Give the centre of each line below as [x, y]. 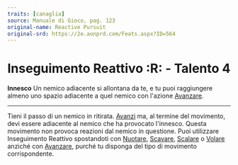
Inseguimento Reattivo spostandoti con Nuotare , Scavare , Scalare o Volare [116, 139]
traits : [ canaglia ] [36, 14]
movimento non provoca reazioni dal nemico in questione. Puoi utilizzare [113, 131]
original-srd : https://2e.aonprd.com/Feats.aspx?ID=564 [91, 34]
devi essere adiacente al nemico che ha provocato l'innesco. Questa [107, 124]
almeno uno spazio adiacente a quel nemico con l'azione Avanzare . [106, 96]
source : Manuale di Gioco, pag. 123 [61, 21]
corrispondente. [31, 154]
